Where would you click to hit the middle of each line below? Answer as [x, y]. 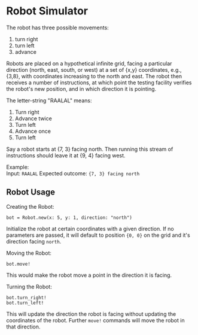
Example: [18, 167]
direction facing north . [34, 241]
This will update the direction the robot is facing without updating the [91, 314]
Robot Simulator [47, 11]
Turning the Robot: [29, 287]
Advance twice [33, 118]
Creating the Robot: [30, 206]
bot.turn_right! [26, 297]
